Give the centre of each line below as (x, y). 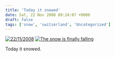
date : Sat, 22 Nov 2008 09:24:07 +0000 (48, 15)
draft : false (19, 20)
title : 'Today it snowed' (33, 10)
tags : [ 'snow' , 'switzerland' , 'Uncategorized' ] (58, 24)
